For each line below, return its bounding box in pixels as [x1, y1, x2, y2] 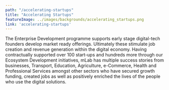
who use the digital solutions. [5, 79, 67, 85]
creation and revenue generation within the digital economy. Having [5, 46, 147, 52]
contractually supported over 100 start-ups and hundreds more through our [5, 52, 163, 58]
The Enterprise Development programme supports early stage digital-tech [5, 36, 160, 42]
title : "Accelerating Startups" [5, 12, 74, 17]
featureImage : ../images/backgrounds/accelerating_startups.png [5, 17, 144, 22]
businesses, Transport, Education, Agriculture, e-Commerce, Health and [5, 63, 156, 69]
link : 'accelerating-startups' [5, 21, 72, 27]
